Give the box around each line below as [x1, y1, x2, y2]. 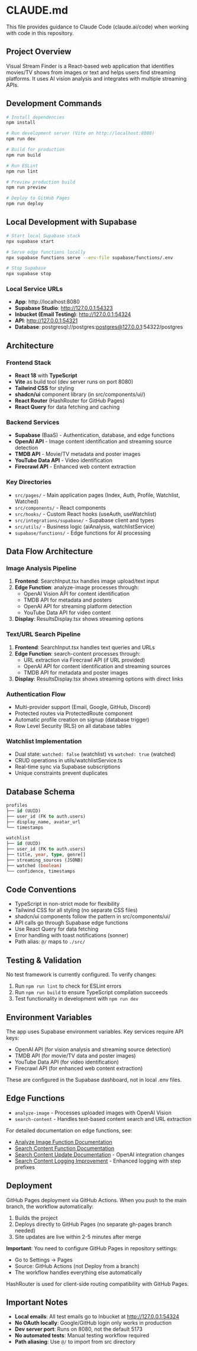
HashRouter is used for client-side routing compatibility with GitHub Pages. [6, 1280, 189, 1287]
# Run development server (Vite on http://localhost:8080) [6, 130, 155, 136]
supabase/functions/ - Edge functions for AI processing [14, 529, 151, 536]
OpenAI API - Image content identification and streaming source [14, 438, 172, 445]
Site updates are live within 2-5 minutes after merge [14, 1233, 141, 1240]
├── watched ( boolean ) [6, 863, 62, 868]
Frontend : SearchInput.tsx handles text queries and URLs [14, 644, 155, 651]
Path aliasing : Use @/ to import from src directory [14, 1338, 136, 1346]
